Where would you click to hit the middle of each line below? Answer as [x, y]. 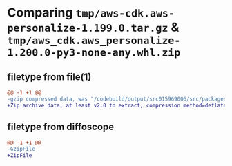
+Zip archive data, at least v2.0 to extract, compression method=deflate [117, 105]
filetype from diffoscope [61, 127]
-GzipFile [21, 149]
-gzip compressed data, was [48, 99]
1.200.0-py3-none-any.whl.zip [94, 53]
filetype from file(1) [49, 77]
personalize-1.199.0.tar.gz [88, 29]
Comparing [40, 13]
